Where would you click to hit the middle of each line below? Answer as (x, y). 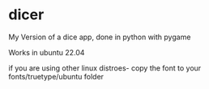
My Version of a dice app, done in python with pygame (100, 37)
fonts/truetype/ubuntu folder (56, 76)
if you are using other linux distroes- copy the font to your (105, 68)
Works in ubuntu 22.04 (47, 52)
